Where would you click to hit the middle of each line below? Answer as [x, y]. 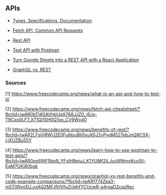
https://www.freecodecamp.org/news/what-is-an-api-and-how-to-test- [86, 94]
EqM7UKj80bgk [22, 166]
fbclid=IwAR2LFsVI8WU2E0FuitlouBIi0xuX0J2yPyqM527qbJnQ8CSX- [78, 135]
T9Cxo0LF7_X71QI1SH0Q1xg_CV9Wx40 [46, 120]
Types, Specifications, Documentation [52, 20]
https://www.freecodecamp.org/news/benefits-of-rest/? [71, 130]
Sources [16, 83]
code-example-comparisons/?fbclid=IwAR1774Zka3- [60, 181]
